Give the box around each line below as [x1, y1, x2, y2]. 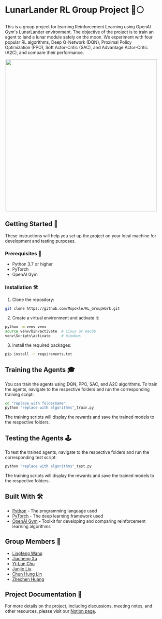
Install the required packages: [12, 342, 72, 348]
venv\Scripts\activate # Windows [5, 333, 81, 338]
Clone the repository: [12, 297, 55, 302]
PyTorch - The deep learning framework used [12, 513, 103, 519]
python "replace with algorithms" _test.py [5, 464, 92, 469]
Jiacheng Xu [12, 555, 38, 561]
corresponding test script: [5, 455, 57, 460]
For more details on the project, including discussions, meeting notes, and [5, 603, 152, 609]
